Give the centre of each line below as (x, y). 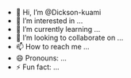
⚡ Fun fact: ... (37, 67)
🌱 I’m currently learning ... (58, 29)
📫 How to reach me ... (52, 47)
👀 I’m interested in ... (49, 21)
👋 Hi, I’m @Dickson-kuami (58, 12)
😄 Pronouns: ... (41, 58)
